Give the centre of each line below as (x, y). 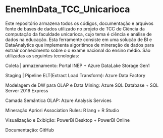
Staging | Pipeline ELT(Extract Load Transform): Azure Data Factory (75, 75)
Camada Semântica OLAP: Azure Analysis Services (59, 100)
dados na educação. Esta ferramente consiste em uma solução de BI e (79, 40)
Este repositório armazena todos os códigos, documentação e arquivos (79, 23)
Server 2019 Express (27, 90)
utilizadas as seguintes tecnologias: (42, 56)
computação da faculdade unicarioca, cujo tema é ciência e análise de (79, 34)
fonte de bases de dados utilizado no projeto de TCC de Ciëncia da (75, 28)
